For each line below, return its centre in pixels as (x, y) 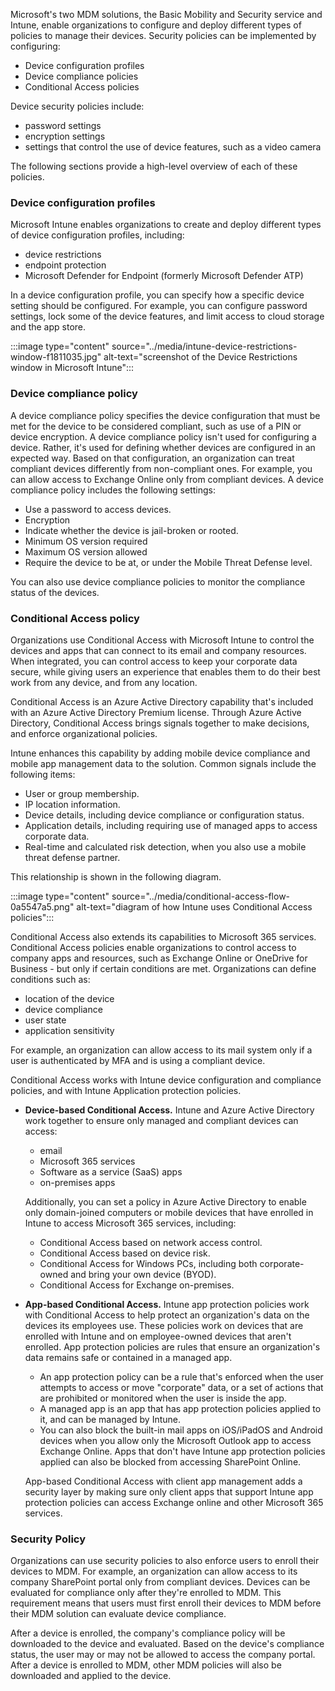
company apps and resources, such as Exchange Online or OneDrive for (159, 958)
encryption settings (65, 136)
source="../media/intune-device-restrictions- (204, 346)
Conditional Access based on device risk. (125, 1253)
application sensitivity (69, 1030)
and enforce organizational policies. (84, 733)
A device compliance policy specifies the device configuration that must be (165, 415)
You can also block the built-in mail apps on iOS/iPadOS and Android (181, 1430)
